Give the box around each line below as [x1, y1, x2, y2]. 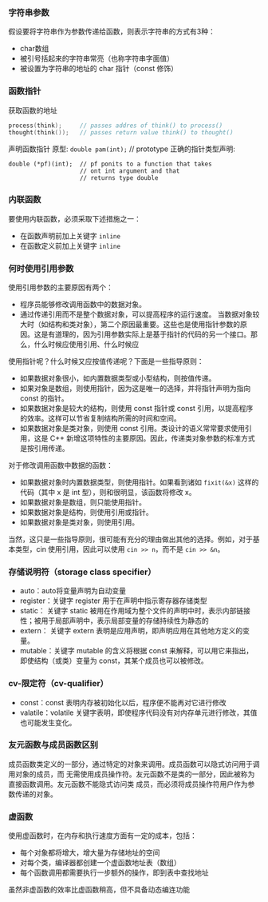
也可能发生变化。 [19, 717, 77, 727]
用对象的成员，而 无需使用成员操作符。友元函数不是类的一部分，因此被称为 [8, 769, 255, 779]
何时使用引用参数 [8, 262, 74, 273]
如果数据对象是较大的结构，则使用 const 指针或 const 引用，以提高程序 [19, 403, 254, 413]
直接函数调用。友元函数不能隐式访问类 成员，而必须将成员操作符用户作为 [8, 779, 248, 788]
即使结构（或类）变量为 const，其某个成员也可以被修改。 [19, 656, 209, 665]
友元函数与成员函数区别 [8, 740, 98, 751]
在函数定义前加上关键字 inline [19, 241, 121, 250]
